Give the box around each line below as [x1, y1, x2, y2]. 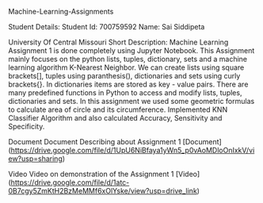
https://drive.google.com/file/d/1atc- [10, 178, 130, 187]
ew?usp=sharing [8, 154, 63, 163]
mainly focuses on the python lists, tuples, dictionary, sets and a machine [8, 55, 248, 63]
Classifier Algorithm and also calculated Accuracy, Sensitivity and [8, 113, 223, 122]
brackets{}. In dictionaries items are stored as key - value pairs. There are [8, 79, 249, 89]
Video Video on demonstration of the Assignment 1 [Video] [8, 170, 200, 178]
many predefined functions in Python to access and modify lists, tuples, [8, 88, 242, 98]
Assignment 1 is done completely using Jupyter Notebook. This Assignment [8, 46, 255, 55]
